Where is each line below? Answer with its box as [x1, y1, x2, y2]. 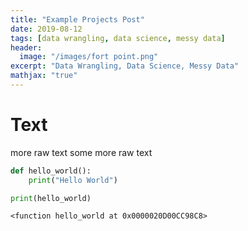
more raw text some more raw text [10, 146, 153, 158]
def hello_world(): [10, 166, 92, 176]
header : [10, 42, 43, 53]
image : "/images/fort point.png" [19, 52, 159, 62]
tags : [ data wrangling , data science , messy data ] [10, 33, 226, 43]
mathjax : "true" [10, 71, 78, 81]
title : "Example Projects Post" [10, 14, 145, 25]
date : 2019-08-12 [10, 24, 83, 34]
